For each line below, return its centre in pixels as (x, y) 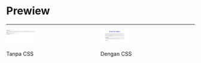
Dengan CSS (116, 54)
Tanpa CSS (20, 53)
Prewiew (28, 11)
